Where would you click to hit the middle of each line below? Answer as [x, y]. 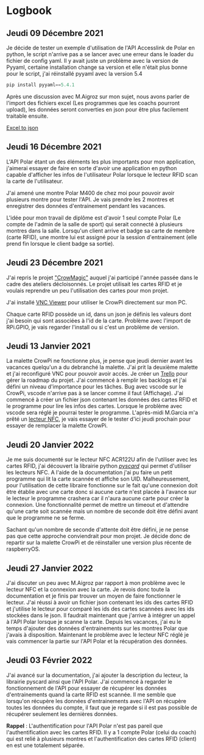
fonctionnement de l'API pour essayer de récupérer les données [86, 688]
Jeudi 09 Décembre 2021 [55, 33]
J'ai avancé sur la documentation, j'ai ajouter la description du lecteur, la [97, 675]
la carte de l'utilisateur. [35, 181]
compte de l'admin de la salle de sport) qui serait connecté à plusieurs [94, 224]
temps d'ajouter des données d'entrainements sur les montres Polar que [97, 628]
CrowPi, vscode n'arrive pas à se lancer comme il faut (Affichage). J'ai [95, 393]
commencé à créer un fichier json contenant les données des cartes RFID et [102, 399]
